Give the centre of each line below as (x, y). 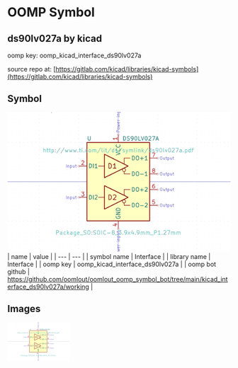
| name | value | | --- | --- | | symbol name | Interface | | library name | (109, 256)
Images (24, 309)
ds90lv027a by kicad (55, 39)
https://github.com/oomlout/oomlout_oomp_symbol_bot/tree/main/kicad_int (118, 279)
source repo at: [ (32, 69)
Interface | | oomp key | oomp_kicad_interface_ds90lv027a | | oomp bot (112, 264)
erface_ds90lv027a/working (49, 287)
